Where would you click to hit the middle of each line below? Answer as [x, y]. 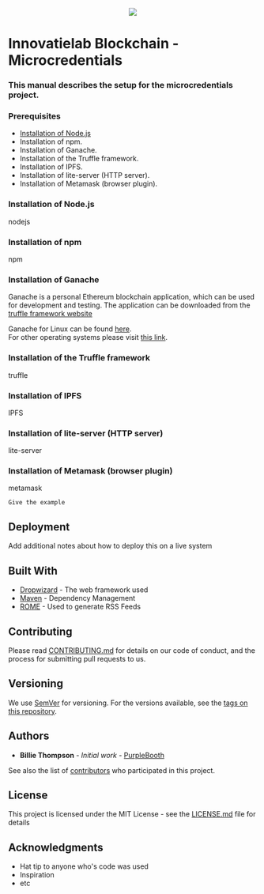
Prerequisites [34, 116]
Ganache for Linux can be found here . [70, 329]
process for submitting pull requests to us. [77, 658]
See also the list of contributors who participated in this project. [112, 770]
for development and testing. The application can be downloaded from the [129, 305]
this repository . [33, 711]
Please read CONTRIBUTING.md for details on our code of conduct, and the [132, 650]
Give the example [37, 503]
